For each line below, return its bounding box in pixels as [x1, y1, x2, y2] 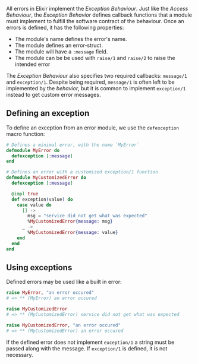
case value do [17, 202, 52, 208]
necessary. [6, 351, 34, 358]
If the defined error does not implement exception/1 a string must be [6, 338, 175, 346]
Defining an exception [6, 108, 90, 118]
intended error [14, 61, 51, 68]
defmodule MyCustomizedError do [6, 175, 86, 181]
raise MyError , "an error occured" [6, 290, 95, 296]
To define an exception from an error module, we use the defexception [6, 124, 180, 131]
